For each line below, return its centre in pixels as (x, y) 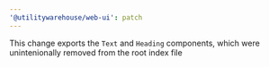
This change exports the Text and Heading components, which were (135, 43)
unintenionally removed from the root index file (96, 52)
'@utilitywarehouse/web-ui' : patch (76, 17)
